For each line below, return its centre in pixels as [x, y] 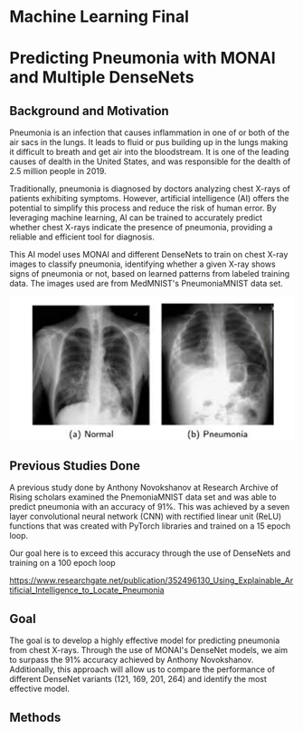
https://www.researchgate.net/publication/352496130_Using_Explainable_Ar [151, 580]
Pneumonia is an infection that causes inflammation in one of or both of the [149, 132]
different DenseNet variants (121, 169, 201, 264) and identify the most [138, 679]
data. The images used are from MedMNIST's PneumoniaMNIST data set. [146, 284]
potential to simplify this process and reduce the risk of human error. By [143, 208]
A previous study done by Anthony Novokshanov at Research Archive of [144, 488]
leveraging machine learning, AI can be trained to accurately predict [136, 218]
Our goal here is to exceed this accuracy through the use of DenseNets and [150, 553]
